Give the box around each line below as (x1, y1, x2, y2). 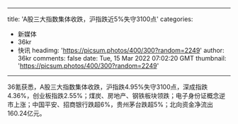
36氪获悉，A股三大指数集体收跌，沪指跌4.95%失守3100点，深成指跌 (7, 82, 208, 91)
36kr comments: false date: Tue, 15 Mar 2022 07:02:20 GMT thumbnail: (17, 54, 227, 62)
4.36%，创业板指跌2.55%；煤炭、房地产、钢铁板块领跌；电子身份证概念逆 (7, 92, 226, 99)
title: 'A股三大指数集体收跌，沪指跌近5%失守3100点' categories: (7, 15, 193, 23)
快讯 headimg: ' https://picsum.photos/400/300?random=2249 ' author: (17, 46, 225, 54)
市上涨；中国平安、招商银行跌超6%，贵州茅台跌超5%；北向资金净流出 (7, 100, 214, 108)
